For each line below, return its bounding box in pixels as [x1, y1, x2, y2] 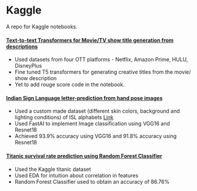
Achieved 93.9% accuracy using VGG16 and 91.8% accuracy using [14, 133, 177, 140]
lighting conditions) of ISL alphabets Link [14, 114, 113, 121]
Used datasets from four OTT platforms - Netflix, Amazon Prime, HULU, [14, 56, 188, 63]
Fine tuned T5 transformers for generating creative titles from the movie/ [14, 68, 191, 75]
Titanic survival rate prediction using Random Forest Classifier [6, 152, 163, 159]
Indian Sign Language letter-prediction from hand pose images [6, 94, 163, 101]
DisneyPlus [14, 62, 42, 70]
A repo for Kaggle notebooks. [6, 23, 78, 30]
